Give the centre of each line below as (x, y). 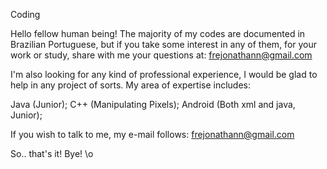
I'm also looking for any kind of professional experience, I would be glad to (164, 74)
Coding (25, 14)
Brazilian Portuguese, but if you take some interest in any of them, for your (164, 44)
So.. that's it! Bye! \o (52, 153)
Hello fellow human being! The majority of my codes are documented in (158, 33)
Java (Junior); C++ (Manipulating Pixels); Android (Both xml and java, (153, 104)
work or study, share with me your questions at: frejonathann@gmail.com (161, 55)
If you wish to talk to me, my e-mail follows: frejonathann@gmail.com (152, 134)
